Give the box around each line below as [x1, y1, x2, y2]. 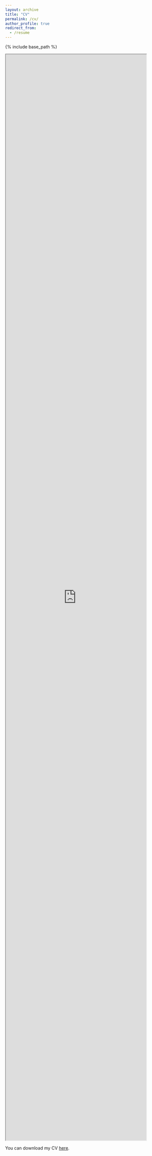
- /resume [9, 30, 30, 35]
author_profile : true [5, 21, 50, 26]
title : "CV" [5, 12, 30, 17]
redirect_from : [5, 26, 37, 31]
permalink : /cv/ [5, 16, 39, 21]
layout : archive [5, 7, 39, 12]
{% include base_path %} [5, 44, 57, 50]
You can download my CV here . [5, 1145, 70, 1151]
